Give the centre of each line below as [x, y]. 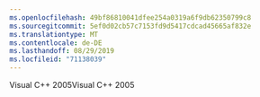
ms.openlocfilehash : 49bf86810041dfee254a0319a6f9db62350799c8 [130, 18]
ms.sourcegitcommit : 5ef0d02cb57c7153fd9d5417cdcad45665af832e [130, 26]
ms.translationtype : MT [54, 34]
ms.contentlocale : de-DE [56, 43]
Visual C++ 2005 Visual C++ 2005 [72, 85]
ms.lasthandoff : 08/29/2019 [62, 51]
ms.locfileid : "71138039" [58, 59]
